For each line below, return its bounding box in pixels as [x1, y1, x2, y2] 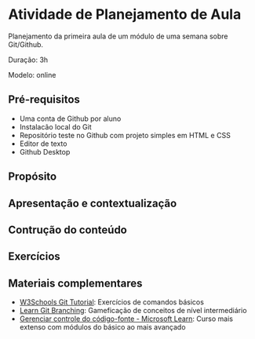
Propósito [8, 170, 57, 184]
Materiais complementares [8, 276, 143, 290]
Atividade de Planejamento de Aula [8, 5, 242, 24]
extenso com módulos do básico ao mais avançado [19, 323, 186, 332]
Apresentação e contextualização [8, 196, 177, 210]
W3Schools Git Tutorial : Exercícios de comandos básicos [19, 297, 204, 307]
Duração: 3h [8, 55, 49, 64]
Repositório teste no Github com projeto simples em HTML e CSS [19, 130, 231, 140]
